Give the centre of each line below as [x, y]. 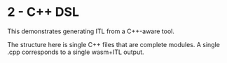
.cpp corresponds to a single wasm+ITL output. [76, 52]
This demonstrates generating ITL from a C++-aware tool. [91, 31]
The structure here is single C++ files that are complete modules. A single [114, 44]
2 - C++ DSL [43, 12]
